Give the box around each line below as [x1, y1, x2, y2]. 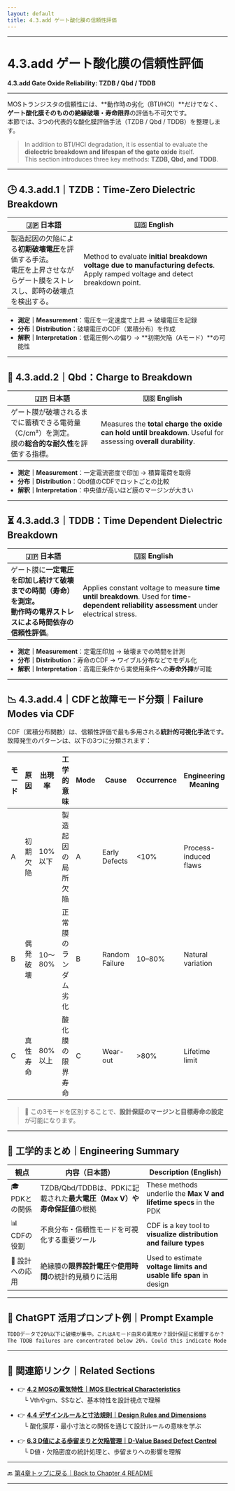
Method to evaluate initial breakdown [83, 252, 208, 262]
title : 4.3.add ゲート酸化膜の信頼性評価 [7, 17, 117, 24]
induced [183, 851, 211, 861]
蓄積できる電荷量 [24, 418, 81, 427]
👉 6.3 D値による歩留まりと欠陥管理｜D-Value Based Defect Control [17, 1436, 217, 1445]
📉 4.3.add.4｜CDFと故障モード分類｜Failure [7, 694, 204, 706]
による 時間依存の [17, 617, 74, 627]
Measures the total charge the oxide [100, 419, 222, 429]
